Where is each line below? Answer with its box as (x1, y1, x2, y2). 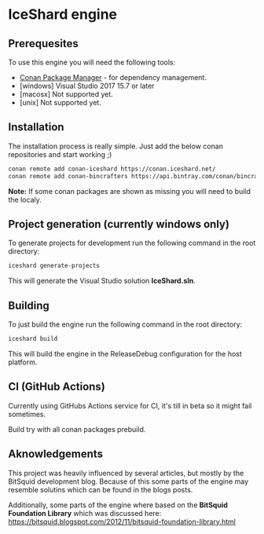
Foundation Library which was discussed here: (8, 508, 162, 518)
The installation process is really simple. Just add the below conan (8, 141, 224, 151)
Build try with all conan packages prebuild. (8, 424, 146, 433)
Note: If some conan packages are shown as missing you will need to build (8, 186, 251, 196)
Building (8, 298, 49, 312)
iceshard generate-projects (8, 262, 101, 270)
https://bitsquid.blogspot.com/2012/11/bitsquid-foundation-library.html (8, 517, 236, 526)
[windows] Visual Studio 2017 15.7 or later (19, 81, 155, 90)
